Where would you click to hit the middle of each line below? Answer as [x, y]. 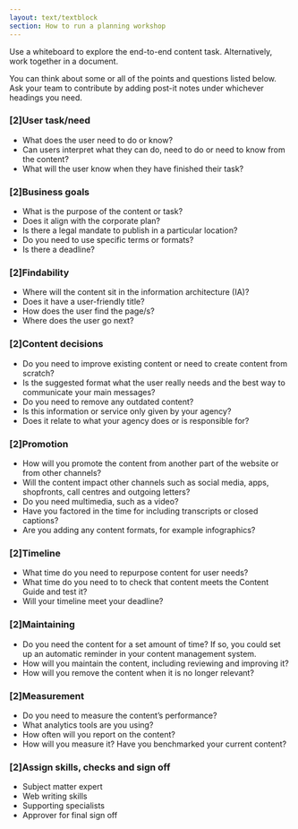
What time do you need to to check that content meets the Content [145, 583]
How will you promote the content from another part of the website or [150, 463]
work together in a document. [64, 61]
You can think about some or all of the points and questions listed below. [143, 78]
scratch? [38, 373]
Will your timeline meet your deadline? [93, 601]
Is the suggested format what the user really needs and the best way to [154, 383]
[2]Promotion [39, 444]
